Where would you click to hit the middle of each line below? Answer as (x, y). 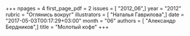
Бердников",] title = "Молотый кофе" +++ (57, 27)
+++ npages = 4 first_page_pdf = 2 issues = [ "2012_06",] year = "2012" (94, 8)
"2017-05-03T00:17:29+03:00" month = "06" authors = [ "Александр (91, 21)
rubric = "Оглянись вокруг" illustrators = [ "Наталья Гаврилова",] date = (95, 15)
